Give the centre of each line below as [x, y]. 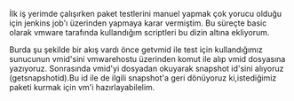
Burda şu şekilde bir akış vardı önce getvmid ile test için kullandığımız [136, 50]
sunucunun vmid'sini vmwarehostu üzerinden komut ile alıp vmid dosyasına [147, 59]
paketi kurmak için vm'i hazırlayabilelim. [82, 87]
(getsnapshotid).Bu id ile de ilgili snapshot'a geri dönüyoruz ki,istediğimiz [143, 78]
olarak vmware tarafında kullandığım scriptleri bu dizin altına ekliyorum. [139, 32]
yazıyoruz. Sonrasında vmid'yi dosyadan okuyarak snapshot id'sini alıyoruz [147, 68]
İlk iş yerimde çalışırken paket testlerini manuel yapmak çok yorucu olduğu [146, 14]
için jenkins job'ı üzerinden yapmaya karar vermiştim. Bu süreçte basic [138, 23]
